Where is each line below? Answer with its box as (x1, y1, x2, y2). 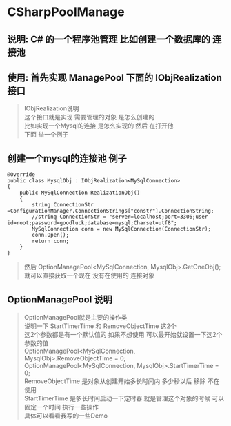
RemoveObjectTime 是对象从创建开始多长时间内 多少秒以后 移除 (23, 377, 206, 385)
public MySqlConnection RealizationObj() (19, 189, 140, 197)
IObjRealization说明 (23, 104, 79, 113)
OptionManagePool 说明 (7, 293, 112, 305)
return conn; (32, 238, 70, 245)
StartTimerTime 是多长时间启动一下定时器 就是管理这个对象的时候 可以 (23, 394, 224, 403)
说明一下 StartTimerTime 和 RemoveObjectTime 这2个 (23, 322, 177, 330)
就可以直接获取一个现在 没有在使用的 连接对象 (23, 271, 155, 280)
